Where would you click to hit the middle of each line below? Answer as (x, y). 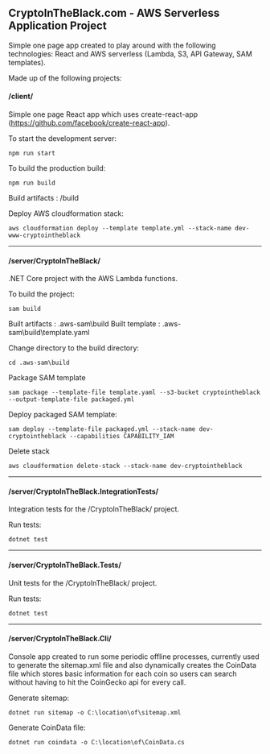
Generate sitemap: (39, 698)
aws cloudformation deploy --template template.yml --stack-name (120, 229)
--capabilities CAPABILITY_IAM (122, 437)
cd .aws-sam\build (39, 363)
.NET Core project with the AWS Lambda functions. (93, 279)
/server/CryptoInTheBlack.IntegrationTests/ (84, 491)
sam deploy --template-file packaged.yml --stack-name (102, 429)
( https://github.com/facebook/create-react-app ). (89, 123)
